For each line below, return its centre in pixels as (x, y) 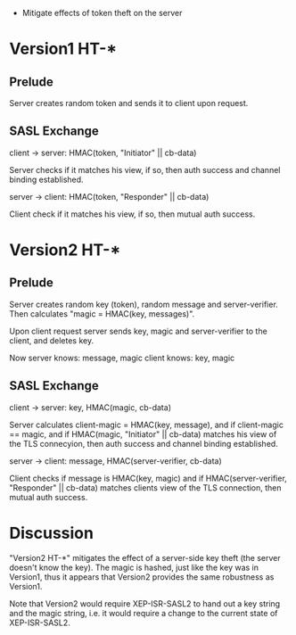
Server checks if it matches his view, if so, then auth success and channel (145, 169)
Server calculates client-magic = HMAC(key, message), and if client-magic (146, 425)
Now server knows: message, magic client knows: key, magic (122, 358)
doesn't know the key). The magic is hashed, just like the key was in (134, 567)
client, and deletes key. (52, 340)
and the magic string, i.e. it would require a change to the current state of (144, 613)
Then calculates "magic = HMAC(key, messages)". (102, 313)
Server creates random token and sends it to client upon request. (129, 103)
